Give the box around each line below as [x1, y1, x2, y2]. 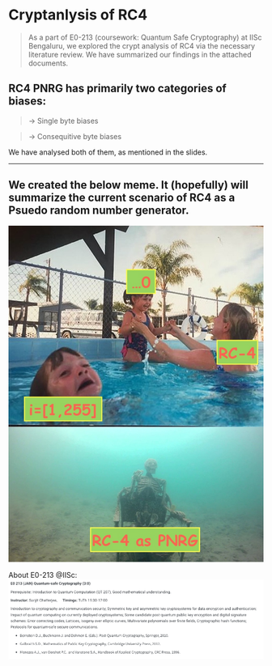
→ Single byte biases [28, 116, 99, 125]
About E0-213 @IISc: [8, 571, 78, 580]
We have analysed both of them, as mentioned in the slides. [8, 147, 208, 157]
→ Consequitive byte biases [28, 131, 122, 141]
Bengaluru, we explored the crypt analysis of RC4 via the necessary [28, 40, 256, 50]
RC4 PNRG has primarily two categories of [8, 82, 227, 95]
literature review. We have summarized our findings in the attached [28, 49, 253, 59]
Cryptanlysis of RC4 [8, 6, 148, 24]
